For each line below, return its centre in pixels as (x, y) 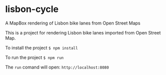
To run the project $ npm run (34, 57)
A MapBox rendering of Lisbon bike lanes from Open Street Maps (73, 23)
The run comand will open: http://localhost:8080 (57, 67)
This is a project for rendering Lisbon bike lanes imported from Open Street (83, 32)
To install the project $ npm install (41, 47)
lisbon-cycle (32, 9)
